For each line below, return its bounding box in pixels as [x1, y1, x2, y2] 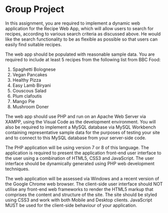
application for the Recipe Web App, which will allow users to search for [5, 25, 154, 31]
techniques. [5, 166, 30, 172]
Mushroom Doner [12, 103, 49, 110]
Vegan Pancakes [12, 71, 48, 77]
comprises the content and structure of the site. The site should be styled [5, 191, 157, 197]
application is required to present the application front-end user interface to [5, 150, 161, 156]
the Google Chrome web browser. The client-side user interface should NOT [5, 181, 163, 187]
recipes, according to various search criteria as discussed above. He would [5, 31, 161, 37]
